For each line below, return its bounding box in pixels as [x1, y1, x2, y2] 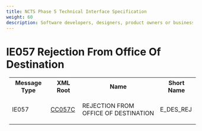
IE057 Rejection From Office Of [6, 45, 161, 58]
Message [15, 79, 42, 87]
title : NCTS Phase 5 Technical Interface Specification [6, 8, 147, 15]
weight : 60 [6, 14, 33, 20]
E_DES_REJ [159, 106, 193, 114]
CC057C [50, 106, 75, 114]
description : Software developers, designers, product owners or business [6, 19, 195, 25]
